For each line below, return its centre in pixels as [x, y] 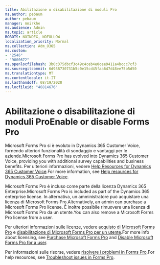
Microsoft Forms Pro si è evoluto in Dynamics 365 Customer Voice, [73, 145]
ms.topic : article [24, 32]
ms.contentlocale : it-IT [30, 78]
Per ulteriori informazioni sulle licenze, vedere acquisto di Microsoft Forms [80, 227]
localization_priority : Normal [37, 42]
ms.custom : [16, 50]
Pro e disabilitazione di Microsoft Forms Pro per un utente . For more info [77, 232]
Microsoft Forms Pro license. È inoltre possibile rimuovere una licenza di [78, 207]
